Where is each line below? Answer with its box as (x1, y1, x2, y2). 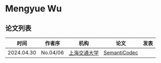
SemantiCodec (103, 49, 138, 56)
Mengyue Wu (5, 3, 62, 14)
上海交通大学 (69, 50, 99, 56)
